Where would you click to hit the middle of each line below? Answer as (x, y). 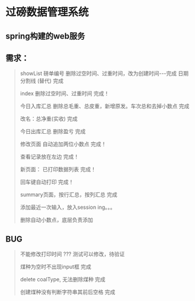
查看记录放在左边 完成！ (49, 157)
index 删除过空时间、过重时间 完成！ (65, 93)
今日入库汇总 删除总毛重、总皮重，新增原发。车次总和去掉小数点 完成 (105, 106)
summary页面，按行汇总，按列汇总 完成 (69, 195)
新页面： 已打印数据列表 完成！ (58, 170)
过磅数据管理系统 (47, 12)
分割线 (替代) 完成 (41, 81)
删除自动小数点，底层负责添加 (56, 220)
